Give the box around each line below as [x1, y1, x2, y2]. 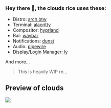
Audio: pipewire [12, 44, 46, 50]
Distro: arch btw [12, 16, 47, 23]
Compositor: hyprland [12, 27, 59, 33]
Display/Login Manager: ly [12, 49, 68, 55]
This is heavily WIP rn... [17, 69, 68, 75]
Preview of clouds [5, 83, 64, 92]
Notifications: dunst [12, 38, 55, 44]
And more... [5, 59, 30, 65]
